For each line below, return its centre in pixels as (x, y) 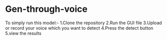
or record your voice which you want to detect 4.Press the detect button (79, 28)
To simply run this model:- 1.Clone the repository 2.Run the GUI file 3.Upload (83, 23)
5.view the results (23, 33)
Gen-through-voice (46, 9)
